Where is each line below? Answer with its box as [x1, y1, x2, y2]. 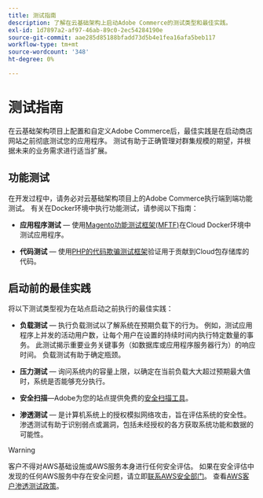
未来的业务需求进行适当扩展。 [14, 146, 111, 155]
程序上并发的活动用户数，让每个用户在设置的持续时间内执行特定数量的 [19, 330, 247, 340]
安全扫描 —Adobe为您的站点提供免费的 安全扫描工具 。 [19, 393, 193, 403]
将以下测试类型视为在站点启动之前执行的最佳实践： [8, 304, 174, 313]
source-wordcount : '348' [8, 48, 89, 56]
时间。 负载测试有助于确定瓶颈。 [19, 350, 126, 360]
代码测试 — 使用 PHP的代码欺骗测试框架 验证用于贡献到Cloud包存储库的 [19, 246, 250, 256]
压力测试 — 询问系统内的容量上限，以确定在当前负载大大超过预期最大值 [19, 367, 251, 376]
